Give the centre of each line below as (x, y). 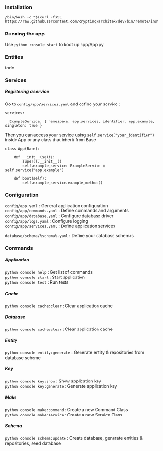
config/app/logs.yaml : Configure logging (47, 221)
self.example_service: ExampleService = (64, 166)
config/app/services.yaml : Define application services (60, 226)
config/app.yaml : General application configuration (57, 206)
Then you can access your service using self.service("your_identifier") (80, 135)
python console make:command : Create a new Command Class (66, 409)
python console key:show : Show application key (53, 381)
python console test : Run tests (37, 282)
